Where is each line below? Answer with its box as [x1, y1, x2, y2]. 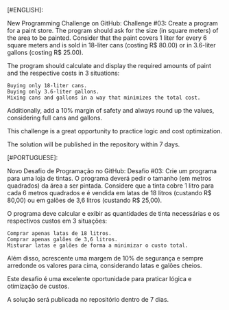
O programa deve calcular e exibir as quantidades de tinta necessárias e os [7, 210, 220, 217]
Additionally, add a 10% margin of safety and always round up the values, [7, 107, 215, 114]
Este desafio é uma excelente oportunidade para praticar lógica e [7, 275, 192, 283]
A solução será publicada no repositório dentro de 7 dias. [7, 296, 169, 303]
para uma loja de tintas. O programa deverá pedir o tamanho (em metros [7, 175, 212, 182]
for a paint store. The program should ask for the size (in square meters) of [7, 27, 219, 34]
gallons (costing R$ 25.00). [7, 48, 84, 56]
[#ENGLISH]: [7, 6, 43, 14]
